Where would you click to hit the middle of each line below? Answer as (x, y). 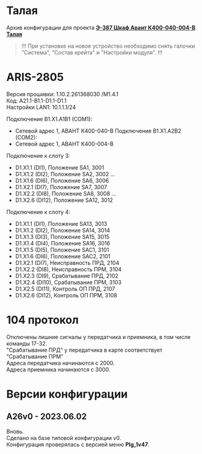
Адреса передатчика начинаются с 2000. (60, 363)
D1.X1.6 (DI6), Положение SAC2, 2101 (63, 256)
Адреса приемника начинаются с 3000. (58, 369)
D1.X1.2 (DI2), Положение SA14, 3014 (63, 230)
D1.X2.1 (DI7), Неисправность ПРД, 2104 (67, 262)
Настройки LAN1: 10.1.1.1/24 (41, 107)
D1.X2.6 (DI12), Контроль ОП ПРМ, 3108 (66, 295)
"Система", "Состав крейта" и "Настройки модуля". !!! (92, 52)
